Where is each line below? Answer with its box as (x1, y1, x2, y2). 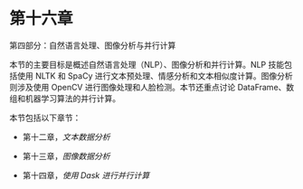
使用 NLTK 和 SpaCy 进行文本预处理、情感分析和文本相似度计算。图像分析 (16, 70, 293, 81)
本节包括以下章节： (9, 112, 81, 123)
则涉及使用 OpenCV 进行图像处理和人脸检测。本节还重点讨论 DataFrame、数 (9, 81, 295, 92)
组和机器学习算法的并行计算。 (9, 92, 120, 104)
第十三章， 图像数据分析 (22, 150, 110, 161)
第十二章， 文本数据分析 (22, 131, 110, 142)
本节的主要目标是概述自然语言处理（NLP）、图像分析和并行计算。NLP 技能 (9, 59, 285, 70)
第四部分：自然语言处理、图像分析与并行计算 (9, 40, 176, 51)
